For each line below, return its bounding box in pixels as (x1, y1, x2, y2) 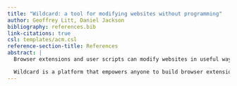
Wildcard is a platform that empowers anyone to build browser (13, 68, 203, 76)
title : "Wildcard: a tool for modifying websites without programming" (7, 10, 222, 17)
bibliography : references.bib (7, 23, 97, 30)
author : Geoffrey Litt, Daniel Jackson (7, 17, 125, 24)
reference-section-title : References (7, 43, 119, 50)
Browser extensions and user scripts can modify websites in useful (13, 56, 219, 63)
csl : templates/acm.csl (7, 36, 78, 43)
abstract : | (7, 50, 42, 57)
